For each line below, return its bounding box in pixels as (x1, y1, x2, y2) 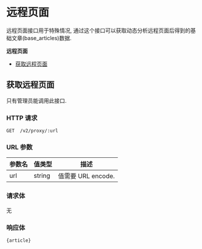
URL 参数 (6, 143, 33, 151)
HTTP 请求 (6, 114, 38, 122)
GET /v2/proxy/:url (6, 128, 59, 134)
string (33, 171, 50, 180)
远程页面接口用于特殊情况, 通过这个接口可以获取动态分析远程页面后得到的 (6, 27, 190, 34)
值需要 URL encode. (58, 172, 115, 180)
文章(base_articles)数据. (11, 34, 72, 41)
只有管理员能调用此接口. (6, 97, 67, 104)
